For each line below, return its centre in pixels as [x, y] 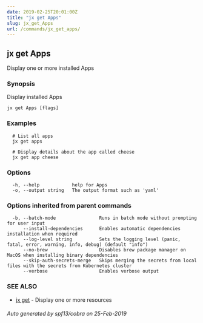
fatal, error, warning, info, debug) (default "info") [78, 245]
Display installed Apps [35, 97]
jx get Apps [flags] [33, 108]
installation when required [42, 234]
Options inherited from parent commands [69, 205]
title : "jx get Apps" [34, 18]
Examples [22, 123]
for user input [26, 223]
